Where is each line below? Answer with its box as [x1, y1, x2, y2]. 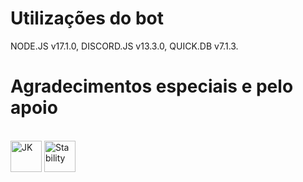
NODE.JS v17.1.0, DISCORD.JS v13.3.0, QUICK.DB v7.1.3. [10, 40, 239, 52]
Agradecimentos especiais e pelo [10, 75, 294, 98]
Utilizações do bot [10, 7, 164, 30]
